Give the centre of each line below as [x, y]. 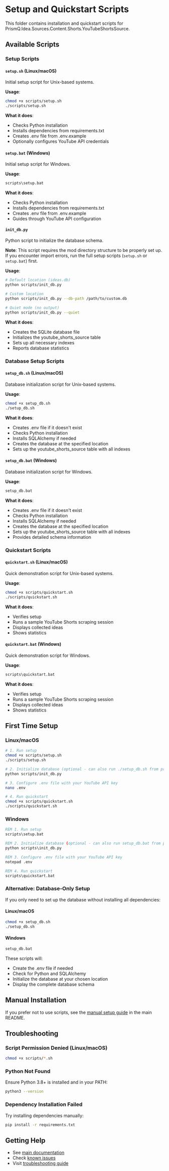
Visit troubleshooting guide [40, 1163]
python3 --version [24, 1092]
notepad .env [19, 862]
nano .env [16, 788]
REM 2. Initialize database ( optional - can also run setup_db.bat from [83, 844]
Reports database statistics [41, 348]
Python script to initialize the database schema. [54, 240]
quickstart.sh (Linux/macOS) [36, 562]
